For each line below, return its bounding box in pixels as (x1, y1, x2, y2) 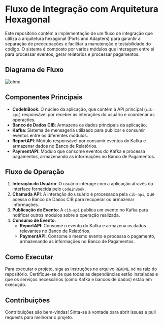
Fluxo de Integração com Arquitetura (5, 3, 159, 15)
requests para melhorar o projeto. (5, 315, 73, 320)
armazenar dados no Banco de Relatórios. (12, 143, 98, 149)
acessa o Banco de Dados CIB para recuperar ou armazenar (12, 197, 134, 203)
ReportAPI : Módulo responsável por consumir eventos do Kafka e (12, 137, 146, 144)
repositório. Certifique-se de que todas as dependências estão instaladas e (5, 271, 159, 277)
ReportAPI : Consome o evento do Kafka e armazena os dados (19, 223, 146, 229)
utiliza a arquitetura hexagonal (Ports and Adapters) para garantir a (5, 36, 141, 41)
